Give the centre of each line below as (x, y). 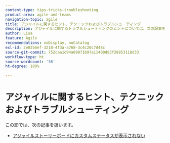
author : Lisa (19, 33)
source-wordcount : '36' (30, 62)
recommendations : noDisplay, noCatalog (47, 43)
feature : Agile (21, 38)
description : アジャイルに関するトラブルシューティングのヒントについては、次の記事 (83, 29)
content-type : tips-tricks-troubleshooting (52, 10)
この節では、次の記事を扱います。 (40, 125)
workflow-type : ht (25, 57)
